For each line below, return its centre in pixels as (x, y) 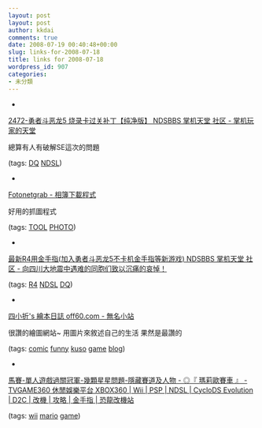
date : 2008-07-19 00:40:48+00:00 (63, 45)
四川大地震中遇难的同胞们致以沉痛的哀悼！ (98, 268)
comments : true (33, 38)
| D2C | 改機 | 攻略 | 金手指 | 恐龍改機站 (71, 400)
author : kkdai (31, 30)
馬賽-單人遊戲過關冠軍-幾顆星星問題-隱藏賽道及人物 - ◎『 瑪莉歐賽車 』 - (128, 380)
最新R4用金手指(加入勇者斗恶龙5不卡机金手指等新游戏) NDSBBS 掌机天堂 (126, 258)
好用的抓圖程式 (32, 211)
